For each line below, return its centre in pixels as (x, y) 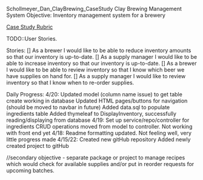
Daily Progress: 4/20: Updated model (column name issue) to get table (95, 94)
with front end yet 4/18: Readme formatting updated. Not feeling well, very (99, 133)
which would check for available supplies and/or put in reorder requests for (100, 164)
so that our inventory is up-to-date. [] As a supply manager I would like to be (102, 57)
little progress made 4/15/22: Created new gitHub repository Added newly (98, 139)
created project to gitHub (38, 146)
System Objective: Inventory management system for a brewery (86, 15)
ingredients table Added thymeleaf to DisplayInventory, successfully (92, 114)
